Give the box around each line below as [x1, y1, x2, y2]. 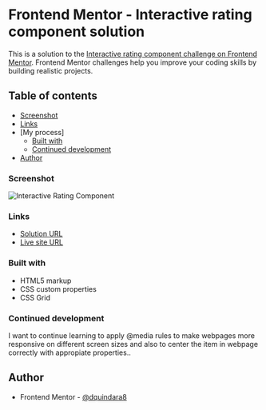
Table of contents [8, 90, 97, 103]
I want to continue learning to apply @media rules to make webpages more [8, 330, 256, 340]
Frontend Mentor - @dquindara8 [19, 392, 128, 401]
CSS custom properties [19, 284, 97, 293]
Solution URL [19, 229, 63, 239]
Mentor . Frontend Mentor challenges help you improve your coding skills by [8, 58, 257, 67]
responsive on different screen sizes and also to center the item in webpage [8, 339, 258, 348]
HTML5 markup [19, 276, 72, 285]
